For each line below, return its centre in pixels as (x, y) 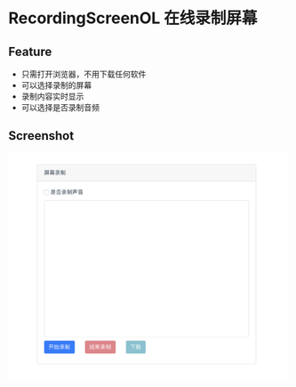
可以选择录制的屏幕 (56, 85)
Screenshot (41, 136)
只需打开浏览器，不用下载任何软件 (84, 74)
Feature (30, 51)
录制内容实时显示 (52, 96)
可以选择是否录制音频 (60, 107)
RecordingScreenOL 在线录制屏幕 (133, 18)
